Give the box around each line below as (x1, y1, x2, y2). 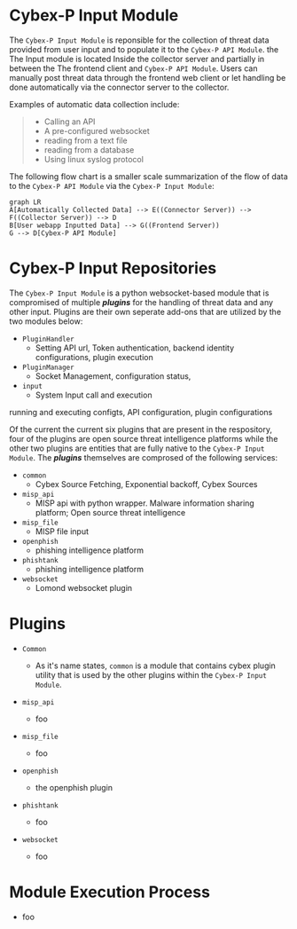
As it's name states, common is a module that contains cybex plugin (35, 660, 277, 671)
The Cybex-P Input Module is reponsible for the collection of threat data (9, 35, 270, 45)
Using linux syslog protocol (43, 154, 145, 164)
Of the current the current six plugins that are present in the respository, (9, 423, 273, 435)
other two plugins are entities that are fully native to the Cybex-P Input (9, 443, 265, 453)
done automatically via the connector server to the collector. (9, 82, 230, 92)
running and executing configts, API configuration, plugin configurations (9, 406, 273, 417)
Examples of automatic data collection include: (9, 98, 180, 109)
